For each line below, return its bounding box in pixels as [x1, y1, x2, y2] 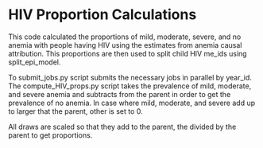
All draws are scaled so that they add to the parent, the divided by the [8, 122, 237, 131]
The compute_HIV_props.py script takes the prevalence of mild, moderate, [8, 81, 252, 91]
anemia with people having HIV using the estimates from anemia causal [8, 40, 242, 49]
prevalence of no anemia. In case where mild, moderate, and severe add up [8, 98, 256, 107]
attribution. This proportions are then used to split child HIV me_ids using [8, 49, 248, 58]
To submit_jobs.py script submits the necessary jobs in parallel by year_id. [8, 72, 253, 82]
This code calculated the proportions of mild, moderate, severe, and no [8, 32, 242, 41]
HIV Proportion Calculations [8, 6, 197, 24]
